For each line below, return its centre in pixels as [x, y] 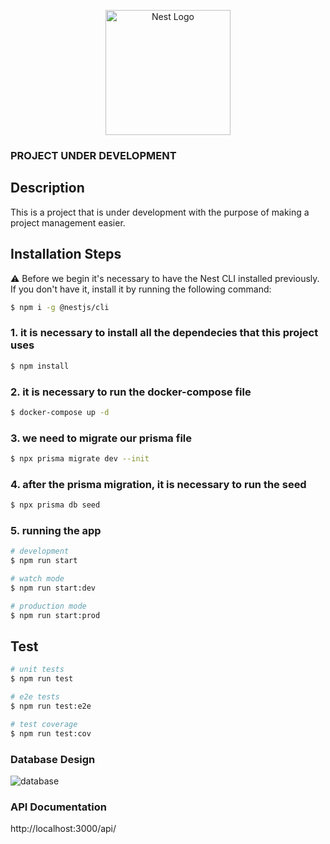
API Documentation [59, 807]
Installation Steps [66, 254]
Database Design [53, 759]
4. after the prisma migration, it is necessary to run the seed [158, 484]
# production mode [48, 606]
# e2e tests [35, 697]
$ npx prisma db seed [55, 505]
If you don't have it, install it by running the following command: [141, 289]
